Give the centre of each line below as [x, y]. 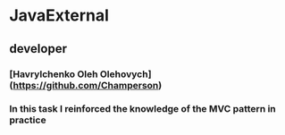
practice [28, 120]
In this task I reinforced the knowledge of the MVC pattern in [143, 109]
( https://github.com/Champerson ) [86, 85]
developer [38, 49]
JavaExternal [59, 16]
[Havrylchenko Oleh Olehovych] [80, 74]
